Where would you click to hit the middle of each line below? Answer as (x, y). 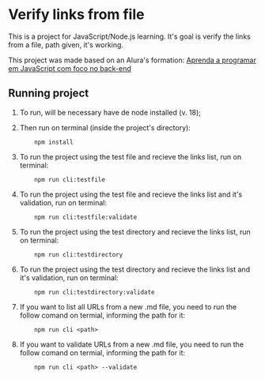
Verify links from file (76, 15)
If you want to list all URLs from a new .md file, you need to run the (128, 306)
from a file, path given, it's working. (66, 44)
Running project (49, 94)
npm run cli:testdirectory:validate (95, 292)
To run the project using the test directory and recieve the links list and (135, 269)
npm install (54, 142)
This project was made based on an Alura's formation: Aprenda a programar (132, 60)
